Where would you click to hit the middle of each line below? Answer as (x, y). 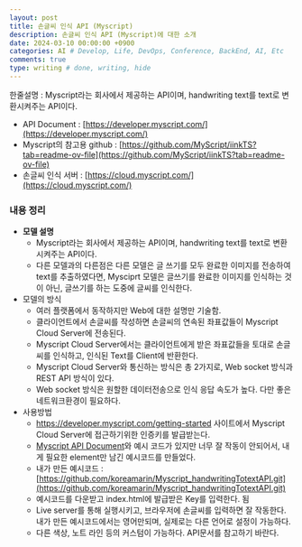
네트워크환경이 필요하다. (78, 401)
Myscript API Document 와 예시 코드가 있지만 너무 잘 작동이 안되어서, (158, 446)
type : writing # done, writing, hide (80, 69)
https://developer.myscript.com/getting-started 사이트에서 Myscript (160, 423)
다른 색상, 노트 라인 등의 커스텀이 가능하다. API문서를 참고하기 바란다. (157, 533)
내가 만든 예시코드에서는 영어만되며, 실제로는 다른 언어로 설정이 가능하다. (163, 522)
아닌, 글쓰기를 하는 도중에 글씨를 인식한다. (119, 288)
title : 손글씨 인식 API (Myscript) (71, 26)
